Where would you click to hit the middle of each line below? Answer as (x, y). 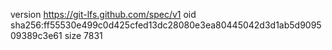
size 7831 (83, 35)
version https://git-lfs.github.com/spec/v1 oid (103, 14)
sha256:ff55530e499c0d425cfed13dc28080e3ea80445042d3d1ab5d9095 (166, 25)
